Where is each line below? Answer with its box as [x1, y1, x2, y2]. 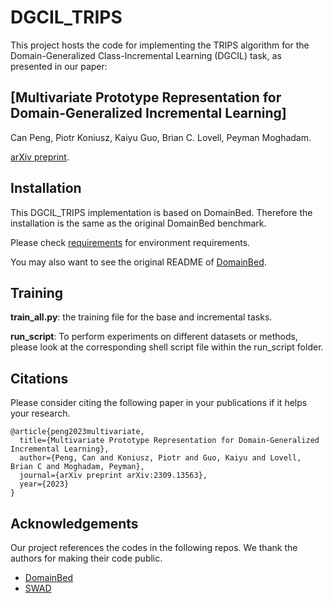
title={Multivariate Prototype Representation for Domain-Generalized [19, 436, 320, 446]
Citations [10, 370, 69, 387]
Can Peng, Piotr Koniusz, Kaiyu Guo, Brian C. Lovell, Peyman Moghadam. [10, 131, 312, 143]
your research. [10, 407, 71, 420]
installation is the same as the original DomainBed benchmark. [10, 217, 267, 229]
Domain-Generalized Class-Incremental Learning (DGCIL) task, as [10, 49, 282, 61]
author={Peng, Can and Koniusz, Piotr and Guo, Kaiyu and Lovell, [19, 453, 302, 463]
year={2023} [19, 479, 70, 490]
